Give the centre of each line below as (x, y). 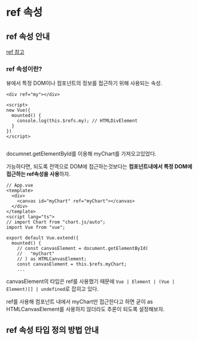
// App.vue (20, 186)
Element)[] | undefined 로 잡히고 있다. (52, 289)
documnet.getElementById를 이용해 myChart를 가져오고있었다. (81, 154)
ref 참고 (16, 52)
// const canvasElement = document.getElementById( (83, 249)
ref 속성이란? (24, 68)
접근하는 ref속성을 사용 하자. (38, 174)
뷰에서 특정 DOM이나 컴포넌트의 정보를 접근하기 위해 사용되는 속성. (84, 83)
